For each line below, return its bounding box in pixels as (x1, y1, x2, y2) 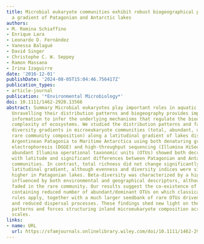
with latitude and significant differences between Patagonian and (12, 155, 186, 161)
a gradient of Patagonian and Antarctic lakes (12, 15, 132, 21)
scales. (12, 211, 32, 218)
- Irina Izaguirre (6, 65, 53, 71)
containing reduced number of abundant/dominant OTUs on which (12, 189, 175, 195)
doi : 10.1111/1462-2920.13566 (6, 99, 83, 105)
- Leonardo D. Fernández (6, 37, 69, 43)
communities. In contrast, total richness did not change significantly (12, 161, 200, 167)
